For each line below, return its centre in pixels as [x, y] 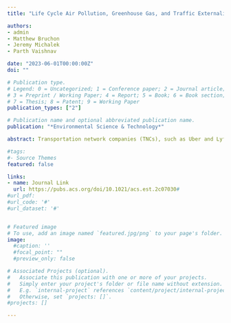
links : [16, 177]
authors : [20, 26]
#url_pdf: [21, 196]
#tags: [16, 152]
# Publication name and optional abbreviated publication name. [101, 121]
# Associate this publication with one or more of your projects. [107, 277]
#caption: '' [32, 246]
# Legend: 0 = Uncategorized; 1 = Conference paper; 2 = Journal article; [117, 89]
